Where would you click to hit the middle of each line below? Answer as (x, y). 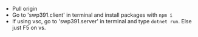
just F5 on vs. (29, 27)
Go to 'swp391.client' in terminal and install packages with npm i (92, 15)
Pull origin (25, 9)
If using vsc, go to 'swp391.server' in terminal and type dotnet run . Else (102, 21)
